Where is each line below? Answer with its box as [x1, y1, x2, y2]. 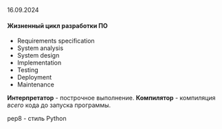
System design [16, 51, 60, 60]
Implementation [16, 58, 62, 67]
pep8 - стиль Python [7, 115, 67, 123]
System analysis [16, 44, 64, 52]
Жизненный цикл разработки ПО [7, 21, 108, 30]
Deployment [16, 73, 52, 82]
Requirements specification [16, 37, 95, 45]
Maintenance [16, 80, 55, 89]
